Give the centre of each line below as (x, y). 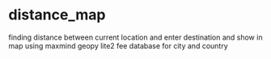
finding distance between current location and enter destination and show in (135, 37)
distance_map (57, 15)
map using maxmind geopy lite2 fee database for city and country (118, 45)
